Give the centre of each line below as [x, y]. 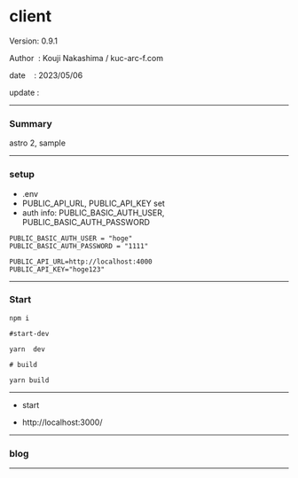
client [31, 16]
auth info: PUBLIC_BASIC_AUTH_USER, [93, 212]
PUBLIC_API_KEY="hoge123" [57, 269]
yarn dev [27, 349]
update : [24, 92]
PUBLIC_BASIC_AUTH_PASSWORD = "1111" [79, 246]
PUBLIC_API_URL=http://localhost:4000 [81, 262]
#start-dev [29, 333]
